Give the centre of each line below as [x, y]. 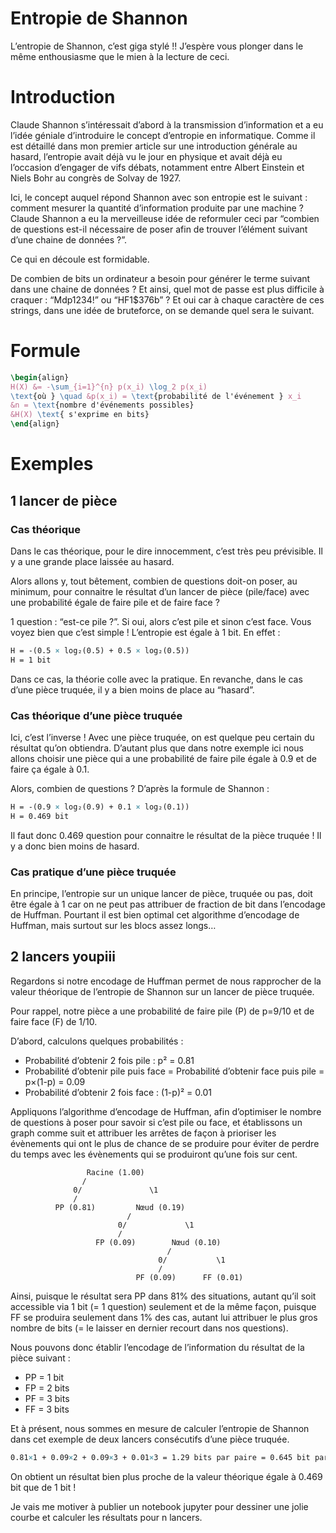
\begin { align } [40, 377]
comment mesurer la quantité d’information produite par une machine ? [157, 208]
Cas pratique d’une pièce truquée [93, 872]
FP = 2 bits [47, 1388]
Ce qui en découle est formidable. [80, 259]
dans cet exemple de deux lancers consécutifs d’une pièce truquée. [150, 1439]
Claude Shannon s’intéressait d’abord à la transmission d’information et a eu [167, 124]
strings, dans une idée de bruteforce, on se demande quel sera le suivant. [162, 310]
